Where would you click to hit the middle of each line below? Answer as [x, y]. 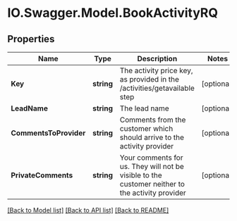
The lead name [144, 108]
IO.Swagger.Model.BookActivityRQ [113, 13]
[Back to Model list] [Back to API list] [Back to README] [88, 210]
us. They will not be [152, 166]
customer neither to [152, 184]
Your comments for [151, 158]
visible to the [141, 175]
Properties [31, 39]
